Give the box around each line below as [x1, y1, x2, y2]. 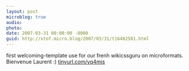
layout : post [6, 8, 38, 15]
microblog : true [6, 14, 46, 20]
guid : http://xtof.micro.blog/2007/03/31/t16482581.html [6, 36, 149, 42]
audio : [6, 19, 22, 25]
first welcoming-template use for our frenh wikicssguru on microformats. [6, 52, 184, 59]
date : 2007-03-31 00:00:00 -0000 [6, 31, 89, 36]
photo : [6, 25, 22, 31]
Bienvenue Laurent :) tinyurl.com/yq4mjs [6, 58, 105, 65]
